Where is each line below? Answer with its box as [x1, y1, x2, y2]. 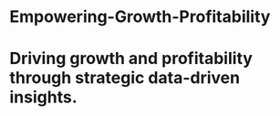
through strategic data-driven [9, 68, 240, 89]
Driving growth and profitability [9, 48, 254, 69]
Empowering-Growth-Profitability [9, 6, 271, 27]
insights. [9, 87, 78, 108]
